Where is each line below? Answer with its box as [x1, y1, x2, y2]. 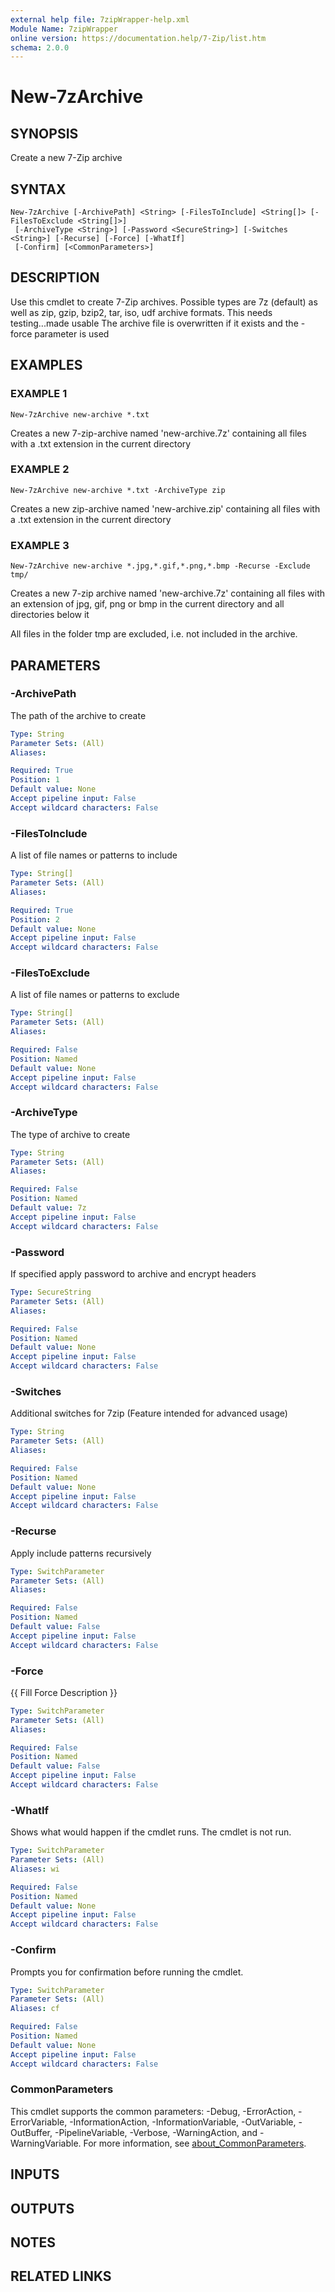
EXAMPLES [10, 357, 83, 374]
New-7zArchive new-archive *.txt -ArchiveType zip [10, 485, 226, 495]
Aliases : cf [10, 2004, 60, 2014]
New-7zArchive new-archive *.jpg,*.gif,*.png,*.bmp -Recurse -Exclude [10, 561, 311, 571]
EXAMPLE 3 [10, 538, 70, 552]
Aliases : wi [10, 1864, 60, 1874]
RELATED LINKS [10, 2268, 112, 2285]
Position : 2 [10, 914, 60, 925]
